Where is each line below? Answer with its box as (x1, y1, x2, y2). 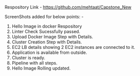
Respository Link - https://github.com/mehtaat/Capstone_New (4, 4, 132, 10)
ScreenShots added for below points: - (4, 14, 84, 19)
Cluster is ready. (11, 55, 46, 61)
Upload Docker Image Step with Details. (11, 34, 93, 39)
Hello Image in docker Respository (11, 23, 82, 29)
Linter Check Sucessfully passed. (11, 29, 80, 34)
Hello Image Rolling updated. (11, 65, 71, 71)
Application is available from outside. (11, 49, 88, 55)
